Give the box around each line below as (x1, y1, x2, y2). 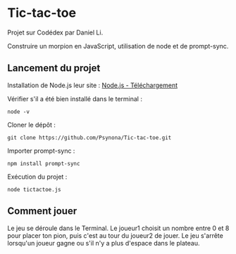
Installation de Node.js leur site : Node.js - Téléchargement (7, 81, 178, 89)
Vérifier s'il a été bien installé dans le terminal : (7, 94, 143, 103)
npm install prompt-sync (7, 160, 80, 167)
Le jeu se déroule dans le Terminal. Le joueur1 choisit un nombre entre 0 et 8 (7, 224, 230, 232)
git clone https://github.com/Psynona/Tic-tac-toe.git (7, 134, 172, 141)
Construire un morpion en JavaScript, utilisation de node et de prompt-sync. (7, 42, 229, 50)
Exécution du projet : (7, 172, 68, 181)
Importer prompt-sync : (7, 146, 75, 155)
